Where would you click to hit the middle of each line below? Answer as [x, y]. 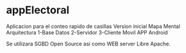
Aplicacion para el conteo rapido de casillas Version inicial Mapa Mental [93, 26]
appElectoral [38, 10]
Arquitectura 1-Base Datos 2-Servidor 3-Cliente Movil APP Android [87, 32]
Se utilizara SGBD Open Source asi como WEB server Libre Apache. [88, 44]
